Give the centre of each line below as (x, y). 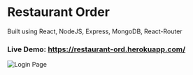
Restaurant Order (59, 12)
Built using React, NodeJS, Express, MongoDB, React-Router (95, 31)
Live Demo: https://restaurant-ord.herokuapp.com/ (96, 49)
